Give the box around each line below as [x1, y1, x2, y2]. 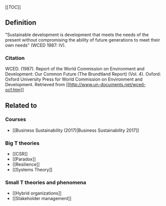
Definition [5, 18, 36, 27]
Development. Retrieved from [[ [5, 82, 69, 88]
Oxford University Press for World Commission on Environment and [5, 76, 143, 82]
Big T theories [5, 140, 40, 147]
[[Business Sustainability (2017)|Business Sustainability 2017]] [12, 127, 139, 133]
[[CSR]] [12, 151, 28, 157]
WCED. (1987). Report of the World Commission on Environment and [5, 66, 145, 72]
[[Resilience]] [12, 161, 40, 167]
